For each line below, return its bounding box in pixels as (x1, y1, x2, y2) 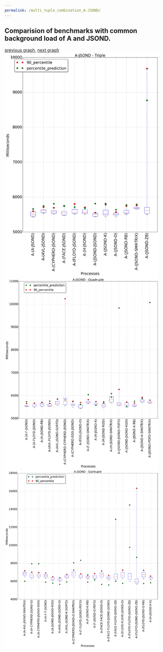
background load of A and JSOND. (4, 34, 111, 43)
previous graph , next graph (4, 47, 60, 53)
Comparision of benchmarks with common (4, 27, 138, 35)
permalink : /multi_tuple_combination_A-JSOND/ (4, 8, 101, 13)
